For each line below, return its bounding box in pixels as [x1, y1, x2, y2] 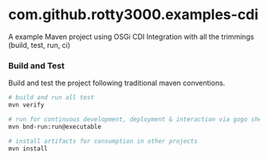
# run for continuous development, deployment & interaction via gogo [8, 115, 248, 123]
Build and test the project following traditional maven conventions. [8, 78, 226, 88]
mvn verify [8, 101, 45, 109]
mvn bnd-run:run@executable [8, 122, 102, 130]
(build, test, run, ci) [8, 40, 71, 49]
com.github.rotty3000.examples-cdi [8, 6, 259, 24]
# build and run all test [8, 94, 94, 102]
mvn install [8, 145, 48, 153]
